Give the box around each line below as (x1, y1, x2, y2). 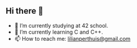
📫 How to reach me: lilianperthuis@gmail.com (14, 35, 131, 42)
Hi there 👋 (5, 6, 44, 16)
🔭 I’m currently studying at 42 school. (14, 22, 109, 29)
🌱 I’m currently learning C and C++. (14, 28, 104, 35)
